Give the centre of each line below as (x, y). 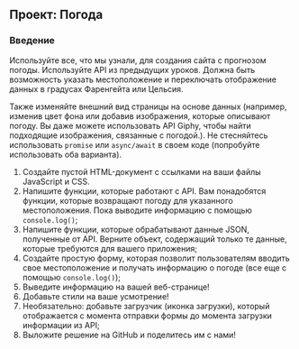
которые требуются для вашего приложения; (110, 248)
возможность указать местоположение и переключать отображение (143, 79)
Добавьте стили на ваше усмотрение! (95, 296)
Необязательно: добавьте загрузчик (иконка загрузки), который (146, 306)
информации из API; (61, 325)
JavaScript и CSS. (56, 181)
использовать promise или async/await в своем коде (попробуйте (135, 144)
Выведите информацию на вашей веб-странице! (116, 287)
